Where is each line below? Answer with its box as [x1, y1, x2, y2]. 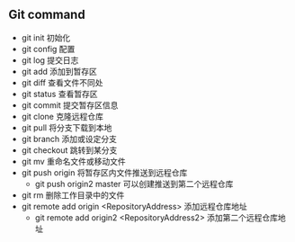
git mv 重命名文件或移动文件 [21, 156, 127, 166]
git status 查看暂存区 [21, 88, 98, 99]
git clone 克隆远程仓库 [21, 111, 104, 121]
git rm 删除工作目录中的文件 [21, 189, 125, 201]
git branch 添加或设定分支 [21, 133, 118, 144]
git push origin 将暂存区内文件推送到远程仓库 [21, 166, 188, 178]
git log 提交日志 [21, 54, 79, 66]
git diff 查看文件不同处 [21, 76, 104, 88]
